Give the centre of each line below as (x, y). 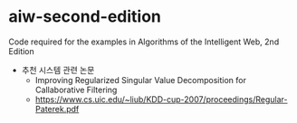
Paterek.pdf (57, 109)
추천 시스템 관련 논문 (58, 70)
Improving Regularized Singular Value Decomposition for (140, 80)
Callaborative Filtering (76, 90)
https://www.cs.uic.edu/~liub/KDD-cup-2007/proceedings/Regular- (161, 99)
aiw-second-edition (85, 17)
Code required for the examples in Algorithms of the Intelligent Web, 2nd (144, 42)
